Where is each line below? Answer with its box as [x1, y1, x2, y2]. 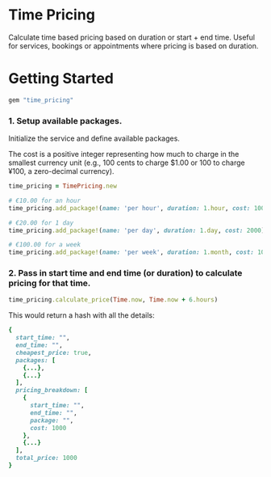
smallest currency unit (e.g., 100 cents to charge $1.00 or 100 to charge [8, 158, 246, 167]
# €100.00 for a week [8, 241, 81, 249]
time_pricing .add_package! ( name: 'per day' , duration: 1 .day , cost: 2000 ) [8, 226, 265, 234]
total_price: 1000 [15, 454, 78, 462]
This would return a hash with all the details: [8, 310, 155, 320]
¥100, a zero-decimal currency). [8, 167, 115, 176]
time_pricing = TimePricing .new [8, 182, 117, 191]
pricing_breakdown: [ [15, 386, 89, 395]
